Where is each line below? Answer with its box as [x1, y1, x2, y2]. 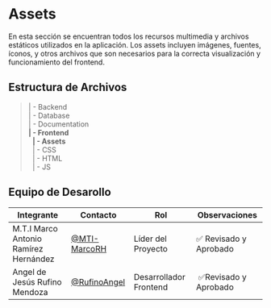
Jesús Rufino [12, 276, 62, 287]
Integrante [17, 209, 59, 220]
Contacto [80, 209, 117, 220]
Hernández [12, 253, 55, 264]
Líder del [133, 233, 167, 244]
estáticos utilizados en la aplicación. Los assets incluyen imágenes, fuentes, [8, 40, 261, 49]
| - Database [27, 110, 70, 120]
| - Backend [27, 102, 68, 111]
